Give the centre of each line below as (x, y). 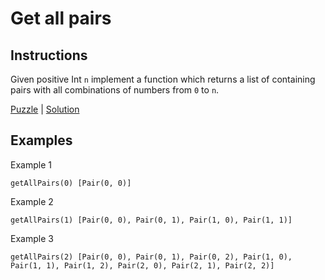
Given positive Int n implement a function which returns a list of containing (163, 79)
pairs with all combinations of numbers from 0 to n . (115, 90)
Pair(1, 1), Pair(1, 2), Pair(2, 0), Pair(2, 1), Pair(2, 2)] (142, 265)
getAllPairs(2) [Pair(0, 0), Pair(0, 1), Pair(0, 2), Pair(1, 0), (151, 257)
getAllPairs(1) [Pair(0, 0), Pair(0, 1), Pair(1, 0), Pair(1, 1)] (151, 220)
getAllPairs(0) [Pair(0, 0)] (71, 183)
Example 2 (32, 201)
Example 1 (31, 164)
